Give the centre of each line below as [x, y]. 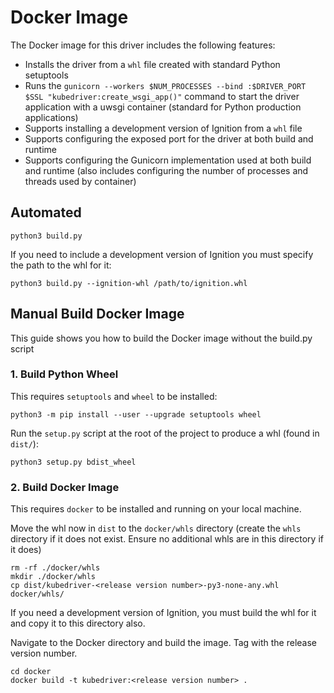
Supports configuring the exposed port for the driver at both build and [169, 138]
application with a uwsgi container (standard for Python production [163, 107]
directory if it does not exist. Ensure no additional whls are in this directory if [167, 539]
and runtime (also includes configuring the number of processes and [166, 170]
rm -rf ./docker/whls [55, 568]
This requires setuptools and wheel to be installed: [114, 396]
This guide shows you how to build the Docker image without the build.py [161, 338]
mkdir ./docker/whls [53, 577]
